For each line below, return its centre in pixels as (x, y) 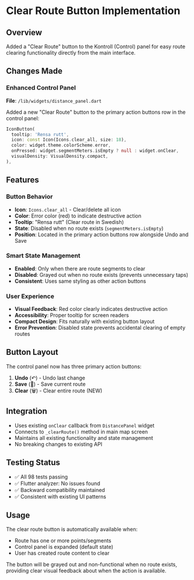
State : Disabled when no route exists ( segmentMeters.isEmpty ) (89, 228)
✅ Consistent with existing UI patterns (60, 496)
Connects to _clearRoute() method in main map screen (81, 432)
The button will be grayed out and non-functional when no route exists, (91, 565)
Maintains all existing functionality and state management (84, 437)
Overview (24, 33)
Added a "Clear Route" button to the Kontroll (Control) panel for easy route (96, 46)
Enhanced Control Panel (41, 88)
